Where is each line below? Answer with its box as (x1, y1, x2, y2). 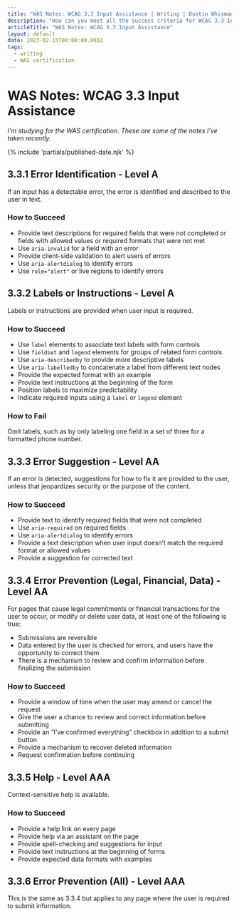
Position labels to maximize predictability (17, 386, 138, 394)
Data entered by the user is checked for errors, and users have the (17, 641, 213, 649)
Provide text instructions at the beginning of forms (17, 847, 166, 855)
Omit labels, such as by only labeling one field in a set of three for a (7, 427, 205, 436)
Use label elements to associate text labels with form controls (17, 340, 201, 349)
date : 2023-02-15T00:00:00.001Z (7, 37, 103, 44)
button (17, 736, 38, 744)
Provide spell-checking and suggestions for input (17, 839, 162, 848)
